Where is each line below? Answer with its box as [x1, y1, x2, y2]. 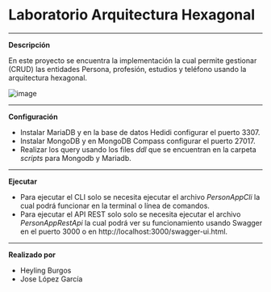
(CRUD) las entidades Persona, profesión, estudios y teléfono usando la [8, 64, 247, 74]
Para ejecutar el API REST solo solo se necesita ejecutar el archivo [19, 209, 241, 219]
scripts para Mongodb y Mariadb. [19, 153, 131, 163]
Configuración [8, 112, 58, 121]
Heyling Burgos [19, 265, 72, 275]
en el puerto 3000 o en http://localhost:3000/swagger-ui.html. [19, 226, 228, 236]
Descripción [8, 40, 51, 49]
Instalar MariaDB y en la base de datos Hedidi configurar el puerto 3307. [19, 127, 261, 137]
